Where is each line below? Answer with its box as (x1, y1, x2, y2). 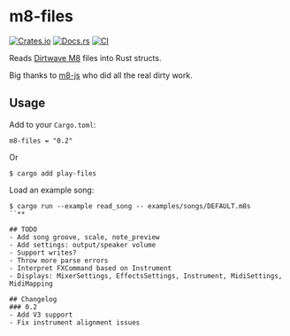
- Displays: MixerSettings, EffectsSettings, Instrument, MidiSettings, (9, 271, 283, 280)
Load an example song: (9, 184, 95, 195)
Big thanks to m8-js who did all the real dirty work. (9, 69, 193, 81)
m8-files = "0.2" (9, 136, 73, 145)
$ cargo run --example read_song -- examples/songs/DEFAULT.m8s (9, 201, 251, 210)
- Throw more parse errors (9, 255, 109, 265)
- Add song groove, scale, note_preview (9, 232, 161, 241)
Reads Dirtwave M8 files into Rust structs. (9, 52, 162, 63)
